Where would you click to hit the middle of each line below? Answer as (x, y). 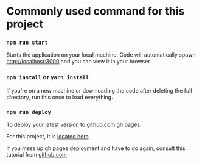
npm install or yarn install (48, 77)
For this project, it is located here (48, 137)
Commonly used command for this (96, 11)
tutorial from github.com (37, 155)
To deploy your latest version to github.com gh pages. (74, 125)
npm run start (27, 43)
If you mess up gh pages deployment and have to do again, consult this (96, 148)
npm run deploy (29, 112)
